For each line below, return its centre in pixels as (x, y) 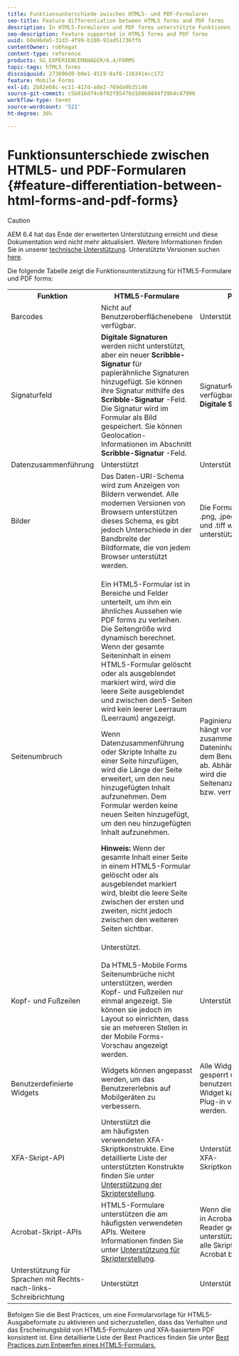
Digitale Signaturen (134, 337)
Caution (19, 220)
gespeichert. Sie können (142, 426)
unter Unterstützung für (140, 1250)
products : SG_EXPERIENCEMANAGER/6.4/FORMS (71, 61)
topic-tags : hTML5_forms (44, 67)
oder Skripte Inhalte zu (139, 752)
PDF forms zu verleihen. (141, 619)
